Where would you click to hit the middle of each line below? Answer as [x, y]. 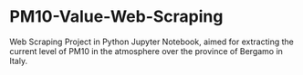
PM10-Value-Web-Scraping [116, 17]
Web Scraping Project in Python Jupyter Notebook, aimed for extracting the [151, 42]
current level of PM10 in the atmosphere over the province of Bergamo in [146, 51]
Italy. [19, 61]
